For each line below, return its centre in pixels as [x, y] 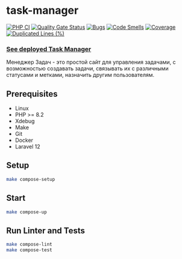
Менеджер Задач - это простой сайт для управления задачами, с [91, 62]
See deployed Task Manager [49, 49]
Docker [24, 140]
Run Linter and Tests [46, 230]
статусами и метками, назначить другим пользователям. [80, 75]
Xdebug [25, 121]
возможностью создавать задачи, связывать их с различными [87, 69]
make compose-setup [31, 179]
